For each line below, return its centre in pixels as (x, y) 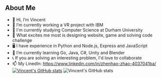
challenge (22, 40)
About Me (20, 8)
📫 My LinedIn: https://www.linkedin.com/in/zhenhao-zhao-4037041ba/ (84, 63)
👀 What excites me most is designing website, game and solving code (82, 35)
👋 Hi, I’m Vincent (29, 19)
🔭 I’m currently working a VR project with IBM (58, 25)
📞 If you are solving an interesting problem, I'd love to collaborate (77, 58)
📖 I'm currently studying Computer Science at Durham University (77, 30)
